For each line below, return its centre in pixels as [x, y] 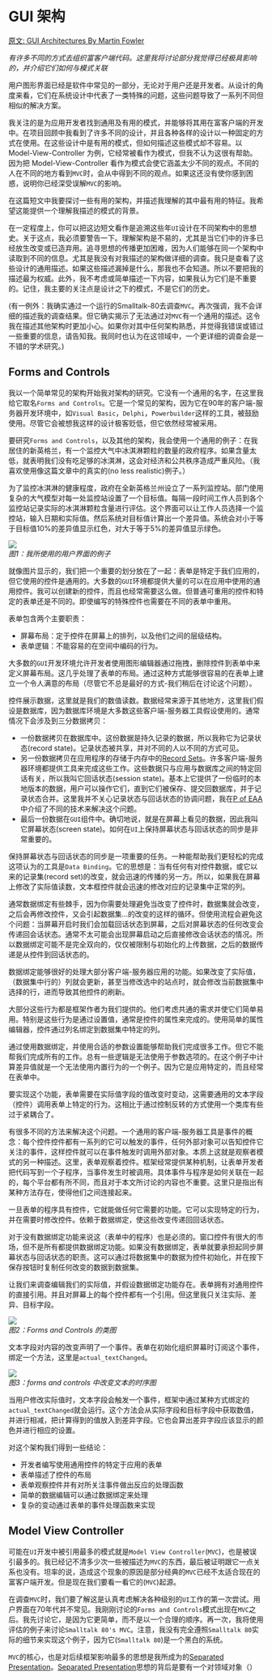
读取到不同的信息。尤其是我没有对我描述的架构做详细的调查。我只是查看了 [132, 258]
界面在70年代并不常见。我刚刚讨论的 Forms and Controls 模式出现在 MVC [132, 1609]
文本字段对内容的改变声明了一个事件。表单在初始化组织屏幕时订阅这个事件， [136, 1347]
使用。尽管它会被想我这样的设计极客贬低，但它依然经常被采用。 [115, 423]
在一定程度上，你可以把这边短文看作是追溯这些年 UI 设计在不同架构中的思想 [133, 228]
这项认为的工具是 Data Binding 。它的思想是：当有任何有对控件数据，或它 [130, 866]
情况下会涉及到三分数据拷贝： [58, 721]
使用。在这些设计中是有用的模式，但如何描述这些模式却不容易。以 [132, 142]
